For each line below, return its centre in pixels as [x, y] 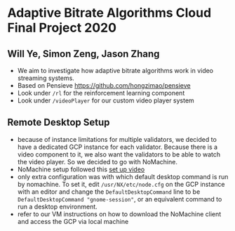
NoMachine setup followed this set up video [81, 169]
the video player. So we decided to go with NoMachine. [97, 161]
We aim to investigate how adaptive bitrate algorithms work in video [115, 71]
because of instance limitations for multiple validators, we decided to [117, 139]
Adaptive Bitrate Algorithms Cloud [109, 13]
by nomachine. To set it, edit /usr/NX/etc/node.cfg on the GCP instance [121, 184]
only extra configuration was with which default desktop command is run [123, 176]
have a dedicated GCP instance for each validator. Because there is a [117, 147]
